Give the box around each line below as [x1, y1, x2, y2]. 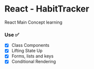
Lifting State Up [11, 48, 43, 54]
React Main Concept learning [4, 19, 63, 25]
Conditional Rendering [11, 59, 56, 65]
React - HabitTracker [4, 3, 90, 14]
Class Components [11, 42, 50, 48]
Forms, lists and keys [11, 53, 54, 59]
